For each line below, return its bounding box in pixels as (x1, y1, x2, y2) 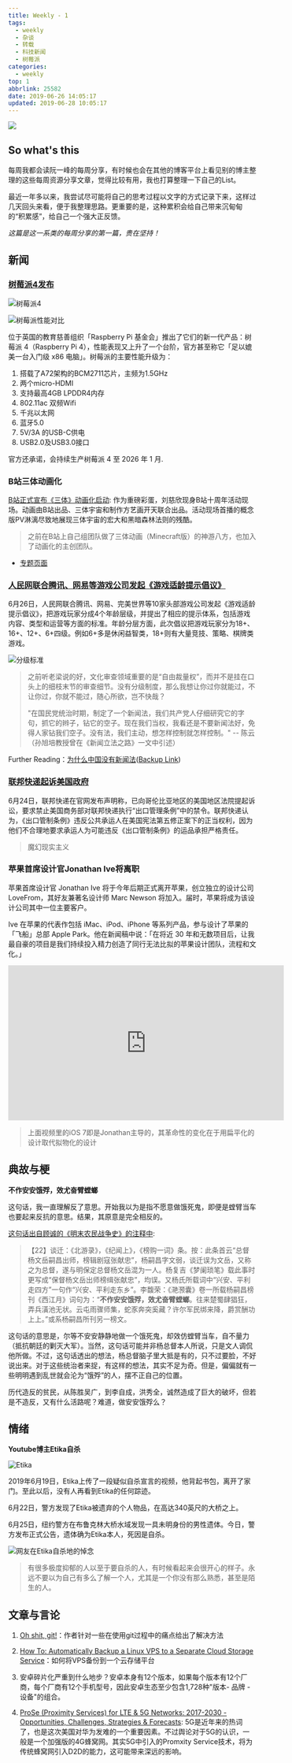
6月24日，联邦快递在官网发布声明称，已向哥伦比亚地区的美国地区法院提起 (8, 796, 249, 805)
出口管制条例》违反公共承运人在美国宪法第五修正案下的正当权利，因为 (24, 815, 253, 825)
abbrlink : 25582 (8, 84, 61, 93)
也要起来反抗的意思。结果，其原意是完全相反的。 (8, 1212, 167, 1221)
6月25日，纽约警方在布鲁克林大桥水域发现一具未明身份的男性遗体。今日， (8, 1520, 249, 1529)
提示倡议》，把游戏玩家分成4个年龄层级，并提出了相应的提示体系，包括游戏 (8, 609, 251, 618)
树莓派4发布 (8, 279, 54, 290)
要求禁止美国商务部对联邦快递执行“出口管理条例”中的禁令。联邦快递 (21, 805, 242, 815)
